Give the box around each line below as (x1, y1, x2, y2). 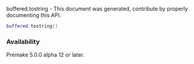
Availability (6, 37, 40, 46)
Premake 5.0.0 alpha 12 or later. (6, 51, 85, 59)
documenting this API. (6, 11, 62, 19)
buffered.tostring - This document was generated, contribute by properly (6, 5, 189, 12)
